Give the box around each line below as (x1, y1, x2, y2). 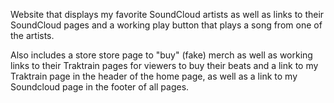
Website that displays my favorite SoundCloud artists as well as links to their (10, 9, 325, 20)
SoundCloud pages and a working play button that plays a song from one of (10, 19, 323, 31)
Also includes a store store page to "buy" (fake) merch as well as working (10, 49, 313, 61)
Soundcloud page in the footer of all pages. (10, 81, 190, 93)
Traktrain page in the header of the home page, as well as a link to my (10, 70, 298, 82)
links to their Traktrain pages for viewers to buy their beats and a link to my (10, 60, 319, 71)
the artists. (10, 30, 55, 41)
